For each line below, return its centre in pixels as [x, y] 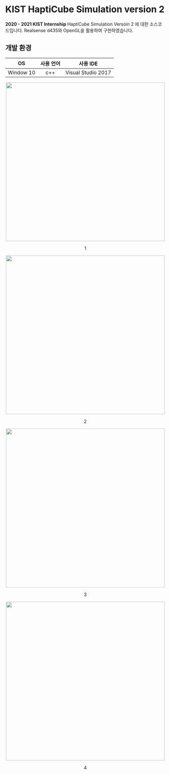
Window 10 [22, 72]
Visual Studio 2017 [88, 72]
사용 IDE [88, 64]
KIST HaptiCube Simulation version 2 [85, 9]
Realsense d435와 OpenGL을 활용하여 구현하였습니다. [79, 30]
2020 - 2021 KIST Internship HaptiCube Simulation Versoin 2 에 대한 [77, 24]
